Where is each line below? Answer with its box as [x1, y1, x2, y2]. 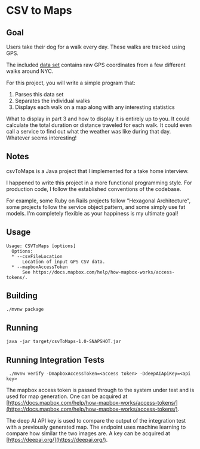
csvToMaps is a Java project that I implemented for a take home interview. [6, 167, 189, 174]
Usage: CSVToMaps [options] [6, 243, 76, 249]
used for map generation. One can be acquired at [6, 393, 128, 400]
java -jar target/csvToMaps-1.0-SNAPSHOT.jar [6, 339, 121, 345]
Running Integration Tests [6, 354, 104, 365]
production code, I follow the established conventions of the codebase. [6, 185, 181, 192]
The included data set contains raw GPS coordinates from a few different [6, 61, 186, 68]
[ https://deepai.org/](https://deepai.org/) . [6, 436, 108, 444]
